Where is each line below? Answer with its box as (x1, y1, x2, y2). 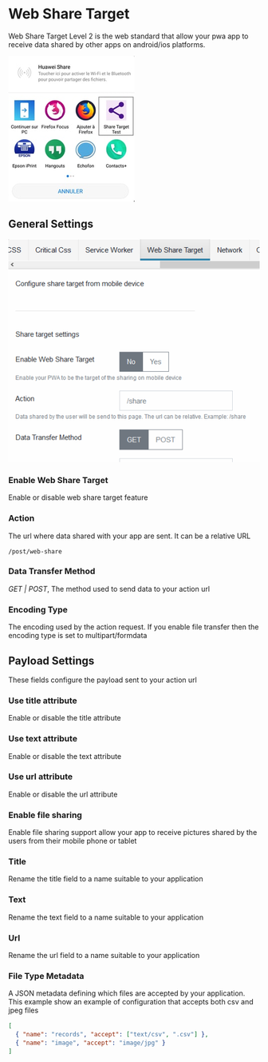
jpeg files (8, 1005, 39, 1016)
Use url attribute (8, 771, 73, 782)
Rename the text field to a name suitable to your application (8, 912, 204, 922)
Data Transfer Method (8, 565, 96, 577)
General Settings (8, 218, 94, 231)
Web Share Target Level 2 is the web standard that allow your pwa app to (8, 31, 249, 41)
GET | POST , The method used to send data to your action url (8, 584, 210, 593)
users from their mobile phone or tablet (8, 836, 137, 846)
